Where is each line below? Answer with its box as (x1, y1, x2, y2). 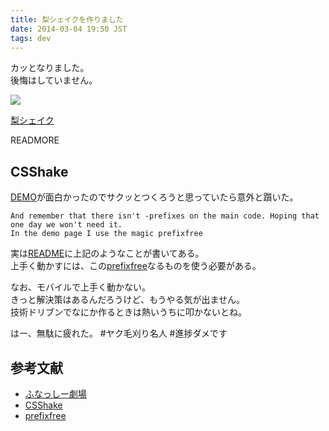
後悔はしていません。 (10, 74, 98, 86)
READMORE (10, 134, 60, 146)
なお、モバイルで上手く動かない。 (10, 281, 151, 293)
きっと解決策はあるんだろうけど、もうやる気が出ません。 (10, 294, 246, 306)
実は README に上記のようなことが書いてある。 (10, 247, 205, 260)
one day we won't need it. (10, 220, 123, 230)
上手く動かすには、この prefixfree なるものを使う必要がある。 (10, 260, 262, 272)
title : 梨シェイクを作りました (10, 14, 124, 25)
